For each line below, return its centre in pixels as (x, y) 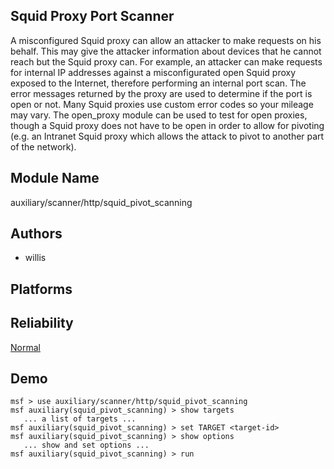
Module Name (55, 178)
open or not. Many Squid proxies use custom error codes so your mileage (162, 104)
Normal (25, 347)
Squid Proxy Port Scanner (92, 16)
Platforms (41, 289)
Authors (36, 234)
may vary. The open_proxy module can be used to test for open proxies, (159, 115)
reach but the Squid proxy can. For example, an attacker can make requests (166, 61)
